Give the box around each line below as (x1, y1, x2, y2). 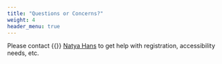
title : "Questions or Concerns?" (7, 10, 104, 17)
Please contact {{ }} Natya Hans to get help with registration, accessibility (7, 42, 216, 50)
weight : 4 (7, 17, 36, 23)
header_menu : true (7, 23, 60, 30)
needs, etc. (7, 49, 39, 57)
